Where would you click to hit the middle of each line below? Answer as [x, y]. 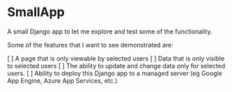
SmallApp [36, 12]
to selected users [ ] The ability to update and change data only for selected [116, 66]
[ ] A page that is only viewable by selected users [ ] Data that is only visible [116, 58]
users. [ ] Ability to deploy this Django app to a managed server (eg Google [115, 73]
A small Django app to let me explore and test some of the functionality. [110, 31]
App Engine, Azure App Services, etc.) [62, 80]
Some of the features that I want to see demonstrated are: [90, 45]
